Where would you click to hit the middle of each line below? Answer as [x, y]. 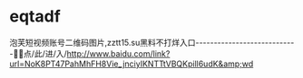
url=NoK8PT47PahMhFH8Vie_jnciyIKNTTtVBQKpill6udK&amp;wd [132, 64]
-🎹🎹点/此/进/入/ [38, 53]
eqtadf [35, 17]
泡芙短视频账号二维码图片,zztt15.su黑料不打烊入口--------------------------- [152, 42]
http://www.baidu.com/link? [118, 53]
